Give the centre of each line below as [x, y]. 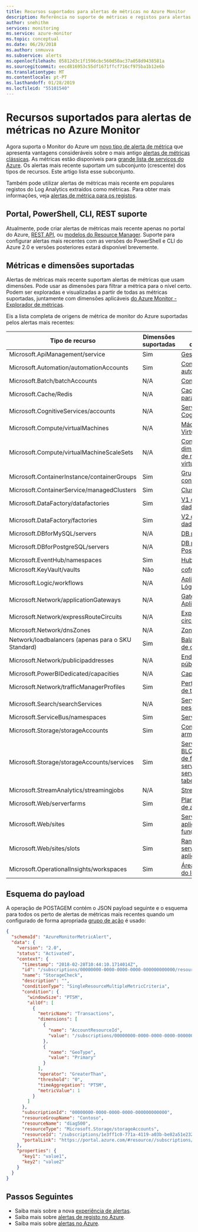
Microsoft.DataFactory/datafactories [59, 503]
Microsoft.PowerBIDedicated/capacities [64, 674]
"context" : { [33, 959]
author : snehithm [27, 22]
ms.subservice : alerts [34, 55]
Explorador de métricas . [35, 305]
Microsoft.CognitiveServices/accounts [62, 411]
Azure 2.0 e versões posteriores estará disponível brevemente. [82, 247]
